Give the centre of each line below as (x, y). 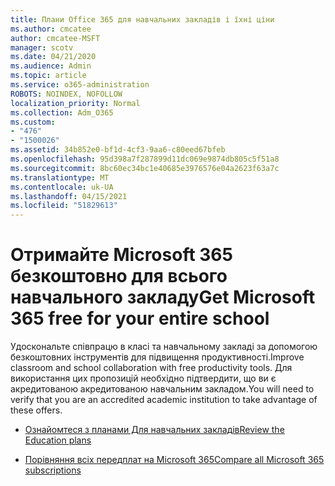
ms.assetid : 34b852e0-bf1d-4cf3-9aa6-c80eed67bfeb (118, 150)
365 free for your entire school (140, 318)
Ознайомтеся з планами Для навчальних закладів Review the (154, 430)
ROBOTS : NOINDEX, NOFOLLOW (66, 94)
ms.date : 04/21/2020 (53, 57)
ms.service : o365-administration (80, 85)
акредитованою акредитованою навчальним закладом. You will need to (162, 389)
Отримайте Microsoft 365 (121, 255)
